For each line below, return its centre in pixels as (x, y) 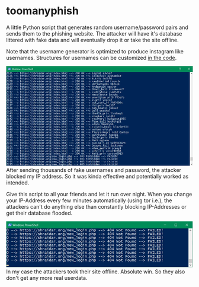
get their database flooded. (39, 213)
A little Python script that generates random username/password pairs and (97, 27)
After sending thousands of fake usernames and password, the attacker (94, 170)
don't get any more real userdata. (47, 278)
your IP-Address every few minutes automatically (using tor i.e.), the (89, 200)
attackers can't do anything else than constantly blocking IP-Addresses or (96, 206)
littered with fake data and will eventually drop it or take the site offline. (92, 40)
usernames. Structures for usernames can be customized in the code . (92, 58)
